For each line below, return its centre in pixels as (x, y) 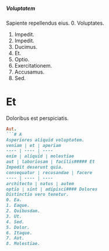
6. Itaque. (19, 233)
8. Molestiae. (23, 244)
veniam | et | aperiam (34, 145)
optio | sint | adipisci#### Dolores (52, 189)
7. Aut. (15, 238)
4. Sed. (15, 222)
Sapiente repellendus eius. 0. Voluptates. (55, 23)
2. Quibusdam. (23, 211)
